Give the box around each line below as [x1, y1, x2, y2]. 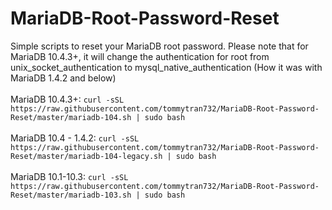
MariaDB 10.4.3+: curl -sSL [10, 93, 125, 105]
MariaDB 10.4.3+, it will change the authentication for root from [10, 50, 270, 62]
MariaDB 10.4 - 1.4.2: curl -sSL [10, 132, 140, 144]
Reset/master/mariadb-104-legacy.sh [10, 151, 163, 161]
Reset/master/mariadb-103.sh [10, 190, 132, 200]
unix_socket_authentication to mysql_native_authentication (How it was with [10, 61, 323, 73]
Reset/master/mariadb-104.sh [10, 112, 132, 122]
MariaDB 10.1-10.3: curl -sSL [10, 170, 129, 182]
